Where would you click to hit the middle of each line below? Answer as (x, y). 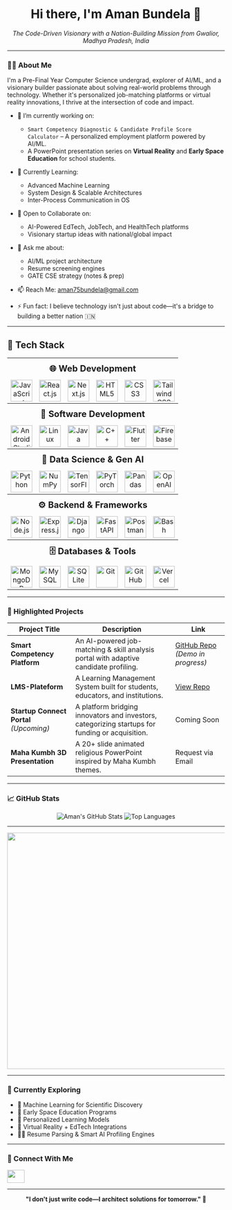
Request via (194, 753)
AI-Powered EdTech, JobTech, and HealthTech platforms (108, 227)
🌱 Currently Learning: (48, 172)
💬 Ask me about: (40, 248)
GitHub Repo (196, 646)
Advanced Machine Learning (69, 186)
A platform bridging (106, 707)
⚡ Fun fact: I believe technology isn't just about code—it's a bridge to (115, 306)
